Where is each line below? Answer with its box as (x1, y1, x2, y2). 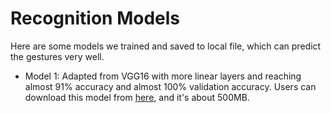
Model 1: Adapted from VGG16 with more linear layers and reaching (24, 70, 302, 82)
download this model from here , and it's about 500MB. (24, 91, 250, 103)
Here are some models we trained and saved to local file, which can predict (10, 40, 322, 52)
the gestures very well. (10, 50, 105, 62)
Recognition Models (10, 7, 181, 30)
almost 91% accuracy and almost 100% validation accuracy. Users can (24, 80, 317, 92)
